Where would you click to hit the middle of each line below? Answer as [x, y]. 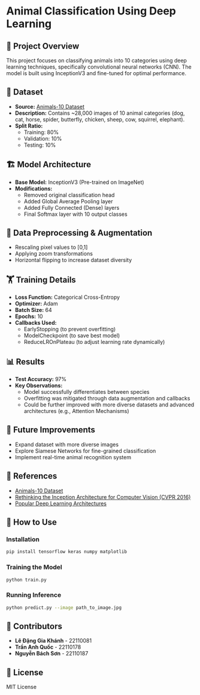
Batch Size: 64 [33, 310]
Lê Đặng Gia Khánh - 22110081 [53, 641]
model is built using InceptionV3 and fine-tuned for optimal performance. [96, 73]
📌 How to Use [31, 522]
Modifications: [34, 188]
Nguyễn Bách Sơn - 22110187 [51, 654]
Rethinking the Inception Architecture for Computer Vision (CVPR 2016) [103, 497]
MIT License [22, 687]
